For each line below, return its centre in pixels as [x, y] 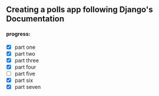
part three [27, 60]
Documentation [35, 19]
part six [24, 80]
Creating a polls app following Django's [79, 10]
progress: [18, 34]
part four [25, 67]
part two [25, 54]
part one [25, 47]
